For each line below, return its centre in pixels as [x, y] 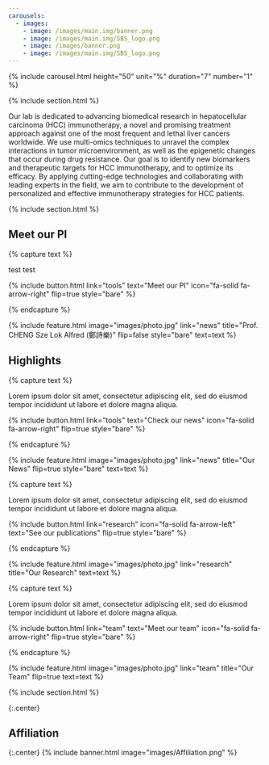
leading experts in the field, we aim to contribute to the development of [126, 185]
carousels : [27, 16]
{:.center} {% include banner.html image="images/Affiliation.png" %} [123, 753]
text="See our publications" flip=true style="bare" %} [97, 532]
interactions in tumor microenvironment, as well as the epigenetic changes [132, 151]
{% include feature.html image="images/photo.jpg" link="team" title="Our [131, 668]
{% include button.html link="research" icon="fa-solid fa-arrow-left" [122, 524]
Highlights [35, 361]
